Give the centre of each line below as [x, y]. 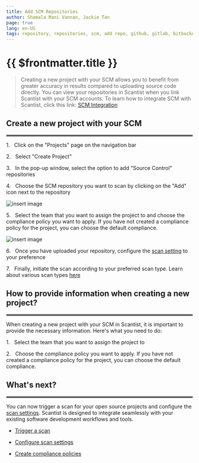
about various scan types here [44, 275]
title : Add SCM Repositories [42, 12]
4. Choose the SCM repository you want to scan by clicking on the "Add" [96, 185]
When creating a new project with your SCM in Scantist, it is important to [95, 324]
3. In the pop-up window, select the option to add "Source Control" [89, 168]
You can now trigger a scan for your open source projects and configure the [99, 406]
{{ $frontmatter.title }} [62, 63]
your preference [26, 257]
